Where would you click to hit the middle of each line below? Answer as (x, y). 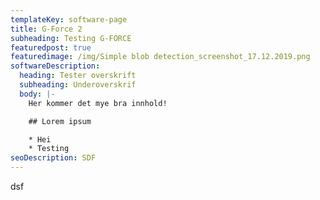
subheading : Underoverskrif (78, 85)
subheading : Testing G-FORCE (71, 38)
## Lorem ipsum (60, 121)
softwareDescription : (55, 66)
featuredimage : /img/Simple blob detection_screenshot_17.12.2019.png (160, 57)
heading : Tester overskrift (78, 76)
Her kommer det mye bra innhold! (98, 103)
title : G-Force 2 (46, 29)
